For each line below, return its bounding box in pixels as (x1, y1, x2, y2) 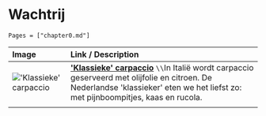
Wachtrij (8, 6, 66, 24)
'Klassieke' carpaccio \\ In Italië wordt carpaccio (70, 62, 254, 73)
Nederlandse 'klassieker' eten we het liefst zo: (70, 81, 242, 92)
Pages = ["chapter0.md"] (8, 32, 90, 39)
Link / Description (70, 49, 139, 60)
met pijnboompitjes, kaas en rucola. (70, 92, 203, 103)
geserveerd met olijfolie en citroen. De (70, 72, 212, 83)
